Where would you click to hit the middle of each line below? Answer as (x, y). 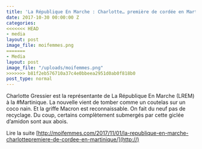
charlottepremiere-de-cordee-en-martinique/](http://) (73, 139)
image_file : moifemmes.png (40, 46)
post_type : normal (29, 79)
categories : (21, 23)
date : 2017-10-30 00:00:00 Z (43, 17)
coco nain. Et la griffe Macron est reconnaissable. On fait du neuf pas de (96, 109)
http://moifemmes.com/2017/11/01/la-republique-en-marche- (113, 133)
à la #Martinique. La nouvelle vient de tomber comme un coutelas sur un (96, 102)
